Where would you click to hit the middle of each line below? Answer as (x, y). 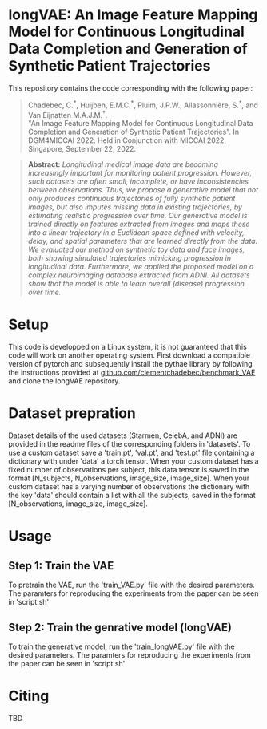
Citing (29, 696)
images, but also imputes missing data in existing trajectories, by (135, 207)
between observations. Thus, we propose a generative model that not (143, 190)
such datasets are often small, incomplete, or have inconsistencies (138, 181)
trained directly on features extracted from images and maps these (139, 224)
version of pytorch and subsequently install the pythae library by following (131, 364)
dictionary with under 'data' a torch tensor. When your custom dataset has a (133, 461)
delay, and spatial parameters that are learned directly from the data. (143, 241)
